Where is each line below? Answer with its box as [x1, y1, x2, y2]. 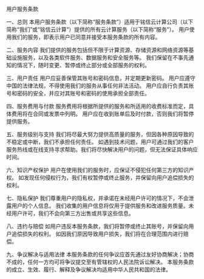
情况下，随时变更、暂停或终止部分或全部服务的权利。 [16, 61, 150, 69]
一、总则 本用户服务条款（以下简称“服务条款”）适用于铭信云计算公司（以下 [6, 18, 194, 26]
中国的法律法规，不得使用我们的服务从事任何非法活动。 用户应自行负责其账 [6, 82, 194, 89]
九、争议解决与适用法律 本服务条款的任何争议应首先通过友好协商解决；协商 [6, 251, 194, 258]
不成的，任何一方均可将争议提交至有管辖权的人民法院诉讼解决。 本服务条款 [6, 258, 194, 266]
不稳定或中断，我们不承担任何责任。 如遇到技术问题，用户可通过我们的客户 [6, 139, 194, 145]
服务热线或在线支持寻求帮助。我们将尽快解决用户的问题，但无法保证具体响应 [6, 146, 198, 153]
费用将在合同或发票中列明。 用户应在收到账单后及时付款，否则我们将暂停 [11, 110, 194, 117]
